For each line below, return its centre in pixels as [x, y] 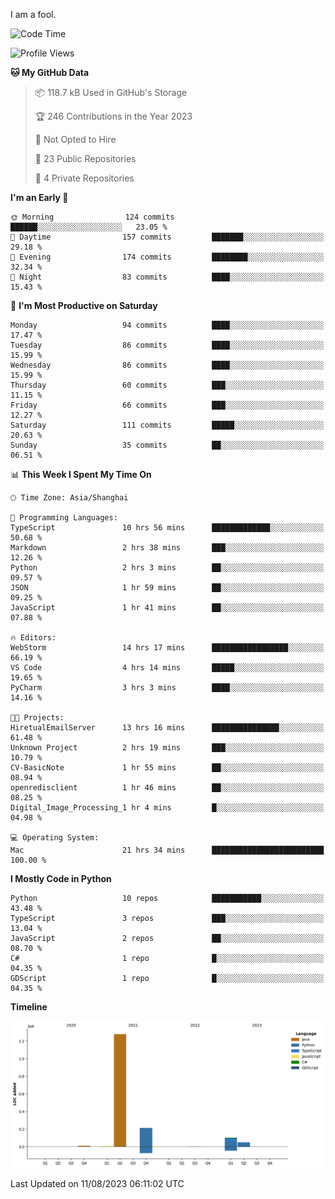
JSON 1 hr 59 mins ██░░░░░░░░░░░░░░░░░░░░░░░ [167, 588]
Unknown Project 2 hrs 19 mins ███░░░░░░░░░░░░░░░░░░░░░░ [167, 748]
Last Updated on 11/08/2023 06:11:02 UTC [97, 1184]
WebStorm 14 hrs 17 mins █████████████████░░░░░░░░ [167, 648]
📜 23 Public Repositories [85, 158]
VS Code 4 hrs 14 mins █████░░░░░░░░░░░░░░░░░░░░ [167, 668]
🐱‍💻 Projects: [37, 718]
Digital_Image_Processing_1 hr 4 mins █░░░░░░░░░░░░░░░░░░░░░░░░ [167, 808]
